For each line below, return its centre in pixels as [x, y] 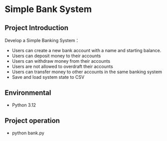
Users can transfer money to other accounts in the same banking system [87, 72]
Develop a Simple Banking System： [42, 40]
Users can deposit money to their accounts [56, 56]
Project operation [32, 121]
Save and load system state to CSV [48, 77]
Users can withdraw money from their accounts [61, 61]
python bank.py [28, 133]
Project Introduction [36, 28]
